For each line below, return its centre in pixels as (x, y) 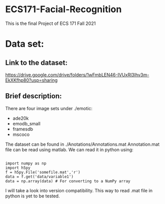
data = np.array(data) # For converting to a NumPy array (68, 181)
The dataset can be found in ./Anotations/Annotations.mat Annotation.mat (82, 144)
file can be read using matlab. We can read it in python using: (69, 149)
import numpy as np (26, 163)
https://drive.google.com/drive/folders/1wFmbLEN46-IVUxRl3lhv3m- (77, 75)
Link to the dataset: (36, 63)
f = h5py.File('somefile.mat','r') (43, 172)
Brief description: (34, 96)
